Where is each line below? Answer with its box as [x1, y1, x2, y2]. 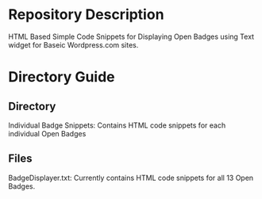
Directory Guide [8, 68, 115, 86]
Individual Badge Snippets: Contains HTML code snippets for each [8, 121, 226, 130]
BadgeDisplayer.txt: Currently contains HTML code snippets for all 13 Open [8, 173, 254, 182]
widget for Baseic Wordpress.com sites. [8, 40, 139, 49]
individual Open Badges [8, 128, 87, 138]
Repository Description [8, 6, 164, 24]
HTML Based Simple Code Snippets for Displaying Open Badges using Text [8, 32, 255, 41]
